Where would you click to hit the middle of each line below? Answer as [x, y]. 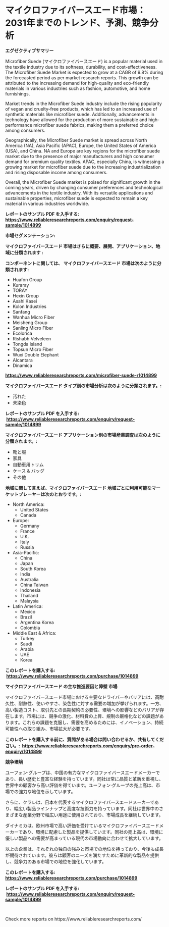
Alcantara [22, 360]
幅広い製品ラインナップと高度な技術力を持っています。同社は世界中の [87, 808]
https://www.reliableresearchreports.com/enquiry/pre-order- [88, 746]
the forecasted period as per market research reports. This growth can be [82, 78]
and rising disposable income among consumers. [56, 172]
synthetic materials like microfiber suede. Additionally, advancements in [80, 114]
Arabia [27, 649]
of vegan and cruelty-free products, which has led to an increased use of [81, 109]
